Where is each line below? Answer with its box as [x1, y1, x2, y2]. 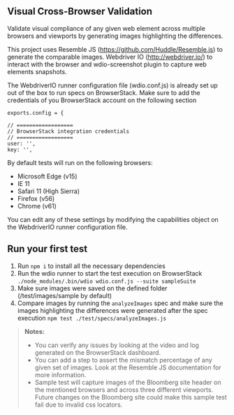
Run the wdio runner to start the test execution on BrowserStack [17, 269, 203, 277]
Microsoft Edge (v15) [17, 171, 78, 181]
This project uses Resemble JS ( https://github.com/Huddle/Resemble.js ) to [7, 45, 224, 53]
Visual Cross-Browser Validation [7, 6, 152, 17]
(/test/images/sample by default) [17, 291, 112, 300]
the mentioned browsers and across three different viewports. [34, 385, 214, 394]
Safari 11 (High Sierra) [17, 187, 80, 195]
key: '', [7, 146, 33, 153]
